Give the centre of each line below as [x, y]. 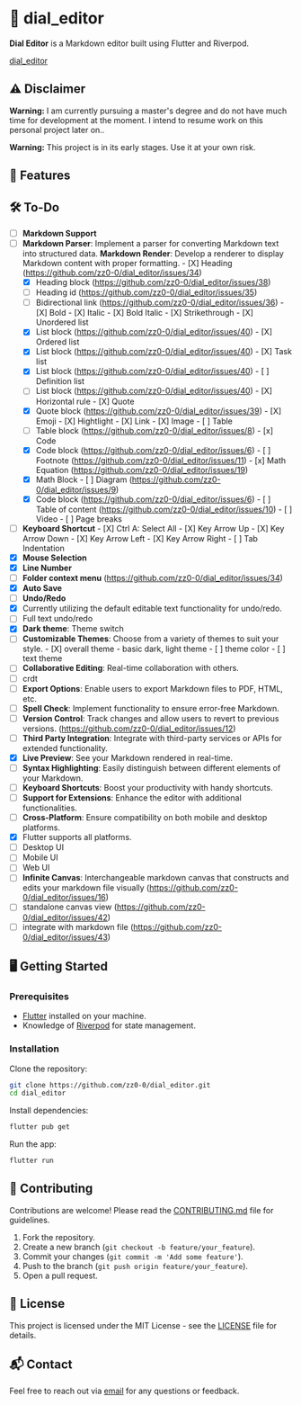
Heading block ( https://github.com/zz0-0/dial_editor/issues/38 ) [153, 282]
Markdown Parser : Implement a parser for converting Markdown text [150, 244]
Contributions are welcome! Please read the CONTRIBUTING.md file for [142, 1210]
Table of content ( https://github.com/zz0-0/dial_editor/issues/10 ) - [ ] [164, 509]
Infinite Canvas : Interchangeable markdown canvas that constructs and [155, 878]
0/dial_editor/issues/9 [76, 489]
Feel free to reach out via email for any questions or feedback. [124, 1391]
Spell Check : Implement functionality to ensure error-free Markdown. [151, 708]
